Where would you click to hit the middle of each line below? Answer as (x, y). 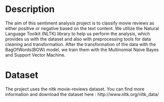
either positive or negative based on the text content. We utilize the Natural (82, 28)
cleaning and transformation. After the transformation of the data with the (81, 44)
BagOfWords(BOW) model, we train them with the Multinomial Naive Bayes (82, 49)
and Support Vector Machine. (35, 55)
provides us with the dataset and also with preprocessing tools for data (78, 39)
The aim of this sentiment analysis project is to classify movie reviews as (80, 23)
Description (30, 9)
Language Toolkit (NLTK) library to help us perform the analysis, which (78, 33)
